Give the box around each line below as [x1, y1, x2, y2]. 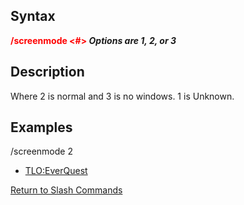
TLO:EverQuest [24, 165, 88, 177]
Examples [10, 119, 73, 136]
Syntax [10, 8, 56, 25]
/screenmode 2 [10, 145, 73, 158]
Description [10, 64, 85, 81]
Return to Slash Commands [10, 184, 123, 196]
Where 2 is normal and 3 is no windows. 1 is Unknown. [10, 90, 235, 102]
